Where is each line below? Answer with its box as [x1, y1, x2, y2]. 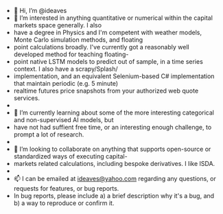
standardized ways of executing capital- [13, 152, 128, 160]
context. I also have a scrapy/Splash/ [13, 65, 118, 73]
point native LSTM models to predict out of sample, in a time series [13, 58, 204, 65]
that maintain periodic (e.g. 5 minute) [13, 80, 119, 87]
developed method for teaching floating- [13, 50, 129, 58]
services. [13, 94, 40, 102]
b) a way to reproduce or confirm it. [13, 199, 115, 207]
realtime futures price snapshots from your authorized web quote [13, 86, 199, 95]
